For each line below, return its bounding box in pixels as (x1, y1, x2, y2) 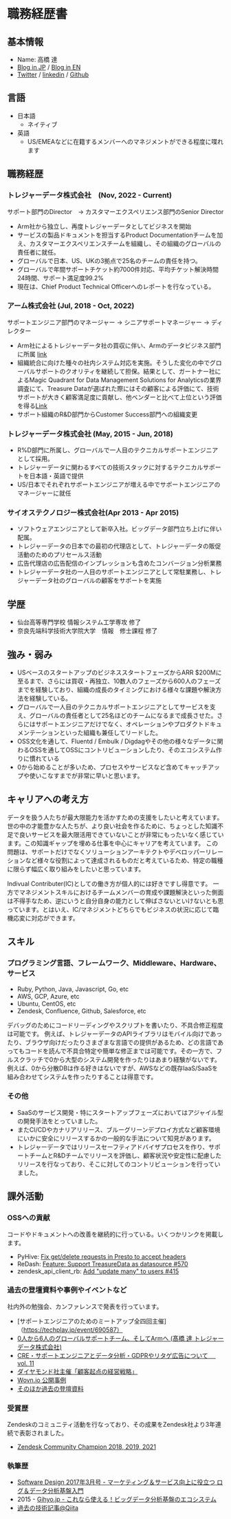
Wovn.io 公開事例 (16, 1376, 67, 1384)
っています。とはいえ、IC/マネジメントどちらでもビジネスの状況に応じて (7, 905, 213, 913)
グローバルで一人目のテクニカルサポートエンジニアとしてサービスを (16, 703, 210, 711)
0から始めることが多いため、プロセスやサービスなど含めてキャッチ (16, 763, 208, 772)
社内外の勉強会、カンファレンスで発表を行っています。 (7, 1302, 163, 1310)
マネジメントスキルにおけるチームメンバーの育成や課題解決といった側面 (19, 888, 224, 896)
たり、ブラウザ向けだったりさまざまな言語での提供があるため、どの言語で (7, 1038, 218, 1046)
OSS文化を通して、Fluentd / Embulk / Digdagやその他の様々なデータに (16, 737, 218, 745)
